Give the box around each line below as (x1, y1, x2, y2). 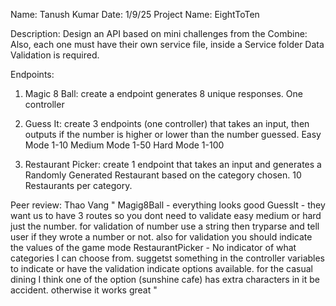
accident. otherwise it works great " (10, 284, 158, 296)
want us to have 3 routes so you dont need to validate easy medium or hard (10, 210, 322, 221)
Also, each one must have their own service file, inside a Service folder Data (10, 39, 325, 50)
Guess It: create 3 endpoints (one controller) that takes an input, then (24, 118, 310, 129)
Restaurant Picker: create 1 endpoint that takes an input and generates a (24, 159, 322, 170)
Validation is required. (10, 49, 100, 61)
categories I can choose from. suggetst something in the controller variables (10, 252, 326, 264)
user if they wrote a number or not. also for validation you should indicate (10, 231, 313, 243)
